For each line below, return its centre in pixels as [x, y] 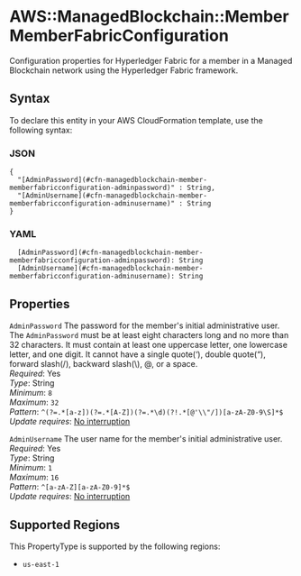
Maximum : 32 [34, 402]
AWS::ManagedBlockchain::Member [150, 17]
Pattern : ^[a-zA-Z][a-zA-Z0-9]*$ [70, 487]
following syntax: [41, 130]
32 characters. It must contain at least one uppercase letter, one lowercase [149, 345]
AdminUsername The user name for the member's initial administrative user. [146, 439]
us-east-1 [41, 564]
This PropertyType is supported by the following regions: [115, 546]
